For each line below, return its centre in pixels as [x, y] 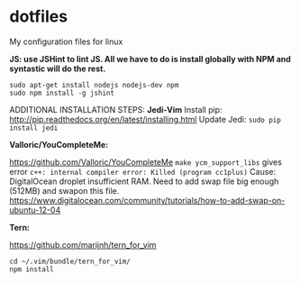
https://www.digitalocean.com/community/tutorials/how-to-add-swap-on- [147, 200]
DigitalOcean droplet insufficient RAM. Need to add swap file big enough [144, 181]
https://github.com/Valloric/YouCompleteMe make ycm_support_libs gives [145, 162]
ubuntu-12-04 [35, 210]
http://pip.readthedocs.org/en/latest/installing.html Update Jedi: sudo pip [145, 119]
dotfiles [39, 17]
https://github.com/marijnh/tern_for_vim [83, 244]
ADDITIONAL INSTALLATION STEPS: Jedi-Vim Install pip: [116, 109]
